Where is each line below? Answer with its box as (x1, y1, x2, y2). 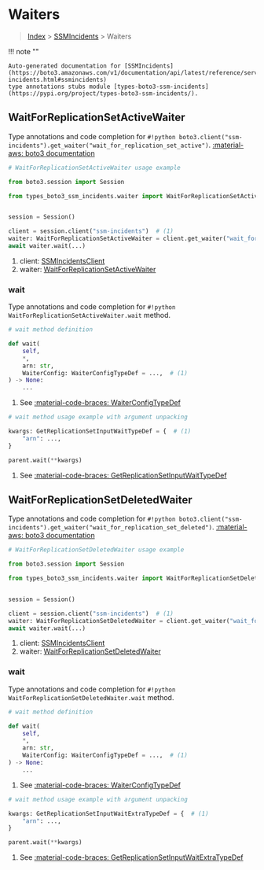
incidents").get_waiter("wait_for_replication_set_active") (8, 142, 210, 149)
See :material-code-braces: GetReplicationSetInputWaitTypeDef (19, 470, 227, 480)
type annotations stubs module (8, 83, 111, 90)
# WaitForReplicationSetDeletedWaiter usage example (8, 546, 185, 554)
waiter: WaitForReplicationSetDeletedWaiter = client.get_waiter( (8, 617, 230, 625)
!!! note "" (8, 46, 39, 56)
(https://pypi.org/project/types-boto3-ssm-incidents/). (8, 89, 199, 98)
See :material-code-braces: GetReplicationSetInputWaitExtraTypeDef (19, 853, 244, 862)
